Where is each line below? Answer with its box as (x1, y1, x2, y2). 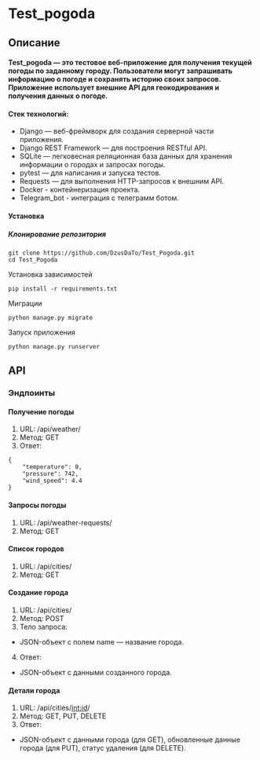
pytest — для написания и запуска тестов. (19, 168, 161, 177)
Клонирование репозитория (8, 229, 107, 239)
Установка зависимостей (8, 269, 93, 279)
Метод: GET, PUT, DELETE (19, 711, 107, 721)
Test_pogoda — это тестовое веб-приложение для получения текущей (8, 58, 253, 68)
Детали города (8, 685, 60, 695)
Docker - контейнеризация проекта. (19, 185, 140, 195)
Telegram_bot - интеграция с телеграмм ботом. (19, 193, 179, 203)
